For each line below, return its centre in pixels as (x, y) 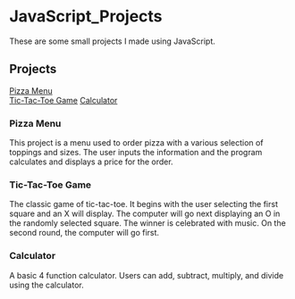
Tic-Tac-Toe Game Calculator (63, 100)
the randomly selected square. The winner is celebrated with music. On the (147, 223)
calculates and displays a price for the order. (91, 162)
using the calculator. (46, 285)
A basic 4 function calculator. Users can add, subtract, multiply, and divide (147, 275)
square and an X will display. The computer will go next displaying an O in (145, 214)
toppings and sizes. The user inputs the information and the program (136, 153)
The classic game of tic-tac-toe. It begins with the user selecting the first (144, 204)
